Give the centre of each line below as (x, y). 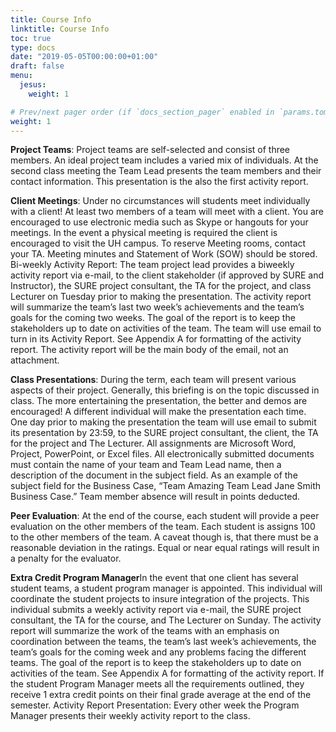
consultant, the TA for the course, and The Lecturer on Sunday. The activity (166, 620)
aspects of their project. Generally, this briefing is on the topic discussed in (165, 390)
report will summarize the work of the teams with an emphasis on (145, 631)
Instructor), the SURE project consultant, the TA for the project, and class (161, 286)
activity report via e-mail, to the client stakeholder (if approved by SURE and (167, 275)
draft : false (37, 66)
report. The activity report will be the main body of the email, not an (149, 350)
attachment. (35, 360)
